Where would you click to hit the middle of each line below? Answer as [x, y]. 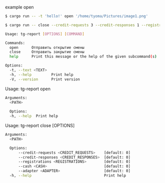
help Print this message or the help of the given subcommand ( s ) [83, 57]
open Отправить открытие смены [47, 47]
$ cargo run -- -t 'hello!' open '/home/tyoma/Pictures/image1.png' [77, 16]
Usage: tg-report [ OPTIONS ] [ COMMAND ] [45, 34]
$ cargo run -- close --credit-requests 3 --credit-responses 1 [72, 25]
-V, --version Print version [45, 79]
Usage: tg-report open [28, 89]
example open [20, 7]
